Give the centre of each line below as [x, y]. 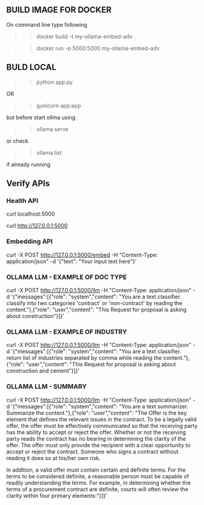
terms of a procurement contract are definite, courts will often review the [97, 489]
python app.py [54, 82]
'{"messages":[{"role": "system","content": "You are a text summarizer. [100, 406]
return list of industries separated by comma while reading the [84, 358]
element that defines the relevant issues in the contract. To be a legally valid [101, 419]
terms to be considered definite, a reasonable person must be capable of [98, 476]
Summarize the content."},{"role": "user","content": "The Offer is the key [97, 413]
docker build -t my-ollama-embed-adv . [86, 36]
